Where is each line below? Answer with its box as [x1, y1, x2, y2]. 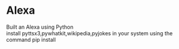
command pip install [6, 36, 56, 43]
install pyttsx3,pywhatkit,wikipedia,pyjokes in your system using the [6, 29, 173, 36]
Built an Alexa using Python [6, 23, 73, 30]
